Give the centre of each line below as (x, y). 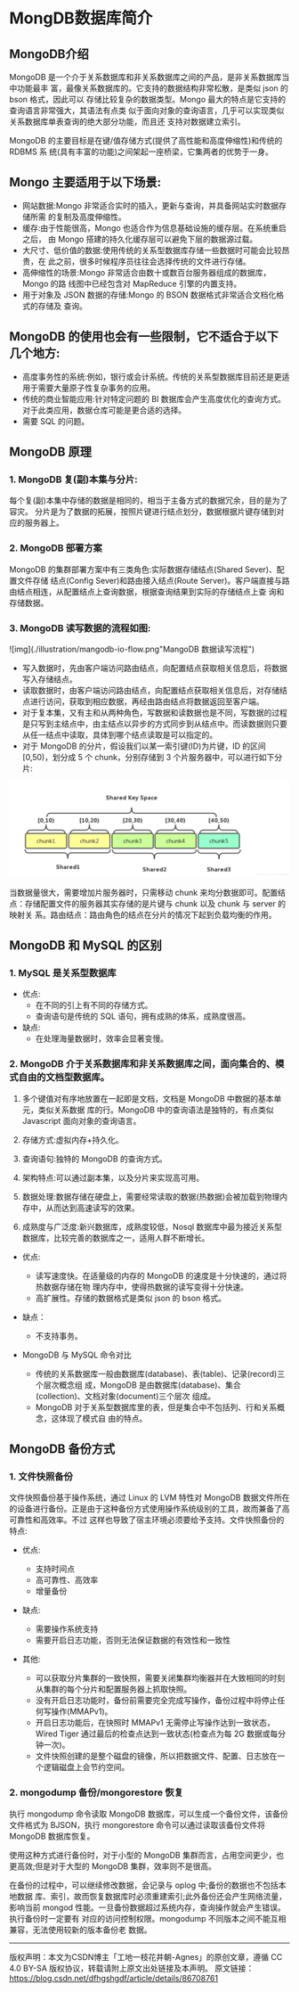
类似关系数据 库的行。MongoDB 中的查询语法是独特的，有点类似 (156, 1110)
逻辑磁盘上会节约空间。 (86, 1767)
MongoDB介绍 (49, 54)
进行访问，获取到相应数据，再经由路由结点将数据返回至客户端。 (147, 701)
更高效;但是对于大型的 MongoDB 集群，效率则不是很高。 (113, 1866)
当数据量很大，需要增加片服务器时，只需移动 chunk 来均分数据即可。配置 (144, 892)
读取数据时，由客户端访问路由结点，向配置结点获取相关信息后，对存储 (151, 690)
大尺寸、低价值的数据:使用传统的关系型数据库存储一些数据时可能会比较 (152, 250)
